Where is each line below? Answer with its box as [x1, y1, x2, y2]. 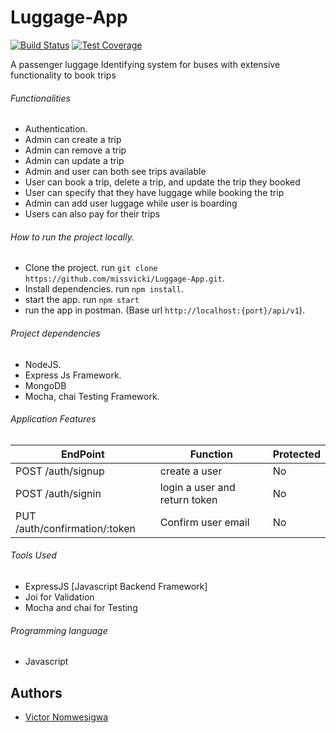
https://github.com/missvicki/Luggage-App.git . [24, 272, 225, 285]
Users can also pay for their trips [24, 208, 161, 220]
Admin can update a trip [24, 155, 125, 167]
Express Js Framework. [24, 369, 122, 381]
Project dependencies [10, 327, 101, 339]
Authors [10, 684, 63, 701]
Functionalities [10, 92, 71, 104]
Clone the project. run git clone [24, 262, 158, 274]
